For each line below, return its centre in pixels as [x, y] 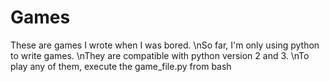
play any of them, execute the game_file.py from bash [121, 66]
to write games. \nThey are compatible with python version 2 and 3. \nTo [160, 55]
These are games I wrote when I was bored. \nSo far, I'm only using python [165, 45]
